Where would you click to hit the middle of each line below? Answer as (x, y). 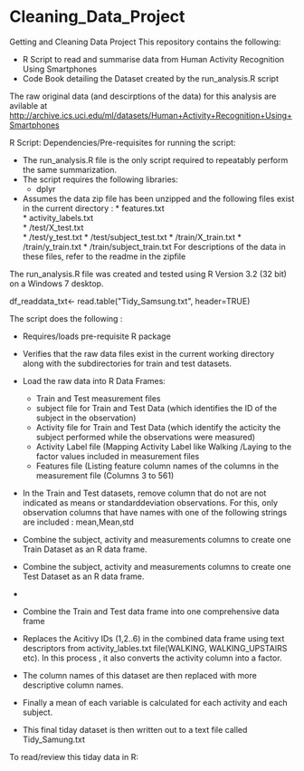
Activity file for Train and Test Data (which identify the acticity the (158, 427)
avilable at (28, 105)
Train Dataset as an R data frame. (85, 549)
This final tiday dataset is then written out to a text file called (135, 729)
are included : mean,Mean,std (78, 522)
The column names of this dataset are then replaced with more (140, 675)
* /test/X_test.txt (53, 227)
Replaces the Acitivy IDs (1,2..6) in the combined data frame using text (153, 638)
